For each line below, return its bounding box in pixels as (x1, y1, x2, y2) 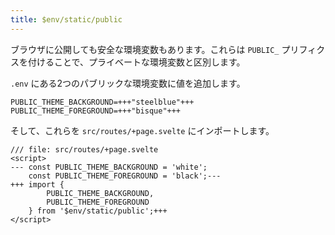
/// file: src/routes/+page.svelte (10, 144, 159, 155)
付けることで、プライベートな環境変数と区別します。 (27, 56, 246, 68)
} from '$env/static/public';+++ (28, 206, 168, 216)
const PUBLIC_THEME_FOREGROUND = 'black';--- (28, 171, 222, 181)
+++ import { (10, 179, 65, 190)
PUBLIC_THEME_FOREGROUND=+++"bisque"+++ (10, 106, 182, 116)
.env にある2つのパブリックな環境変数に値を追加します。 (10, 77, 246, 89)
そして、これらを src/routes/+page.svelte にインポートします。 (10, 124, 275, 136)
